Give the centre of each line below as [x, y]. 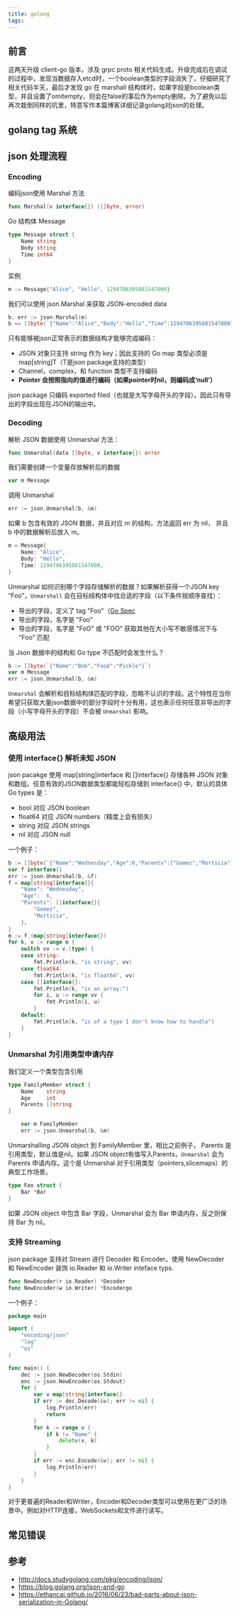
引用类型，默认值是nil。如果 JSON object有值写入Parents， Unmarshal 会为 [116, 1154]
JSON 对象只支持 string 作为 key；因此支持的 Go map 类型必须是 [113, 354]
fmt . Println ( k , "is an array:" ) [82, 989]
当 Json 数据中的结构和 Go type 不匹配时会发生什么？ [87, 652]
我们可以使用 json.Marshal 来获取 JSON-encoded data [88, 304]
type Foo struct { [35, 1185]
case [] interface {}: [51, 982]
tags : [16, 21]
